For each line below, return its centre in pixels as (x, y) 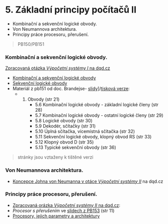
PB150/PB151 (31, 44)
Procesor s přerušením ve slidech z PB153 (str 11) (63, 210)
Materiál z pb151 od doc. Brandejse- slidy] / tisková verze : (71, 89)
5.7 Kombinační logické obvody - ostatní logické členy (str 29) (99, 115)
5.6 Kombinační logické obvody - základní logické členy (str (97, 105)
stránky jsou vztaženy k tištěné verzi (55, 157)
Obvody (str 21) (44, 99)
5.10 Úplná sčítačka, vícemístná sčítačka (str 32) (85, 131)
